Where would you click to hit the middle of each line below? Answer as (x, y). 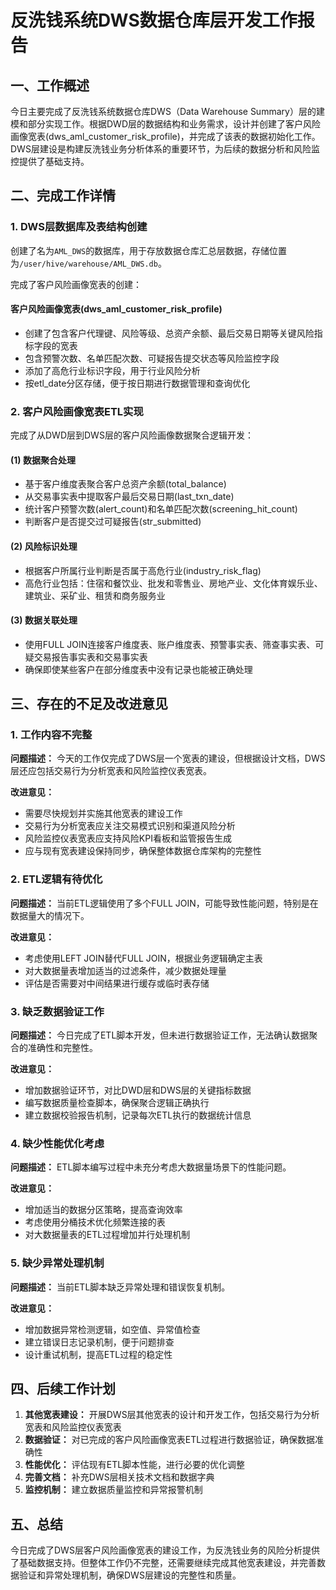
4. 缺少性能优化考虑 (57, 1143)
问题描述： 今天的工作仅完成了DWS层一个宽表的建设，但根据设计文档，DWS (168, 758)
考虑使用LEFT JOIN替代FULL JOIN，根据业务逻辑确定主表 (143, 958)
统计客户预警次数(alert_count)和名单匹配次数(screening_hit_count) (161, 509)
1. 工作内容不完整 (51, 735)
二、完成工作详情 (63, 196)
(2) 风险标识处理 (44, 546)
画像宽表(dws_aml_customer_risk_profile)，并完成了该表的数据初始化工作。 (165, 136)
